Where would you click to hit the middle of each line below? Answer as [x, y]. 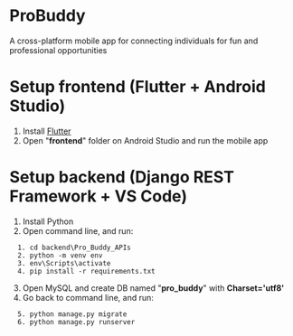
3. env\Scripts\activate [64, 263]
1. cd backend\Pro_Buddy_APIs [74, 247]
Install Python [48, 221]
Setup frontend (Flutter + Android [138, 87]
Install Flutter [47, 131]
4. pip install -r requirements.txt [86, 271]
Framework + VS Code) [99, 196]
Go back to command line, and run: [88, 297]
